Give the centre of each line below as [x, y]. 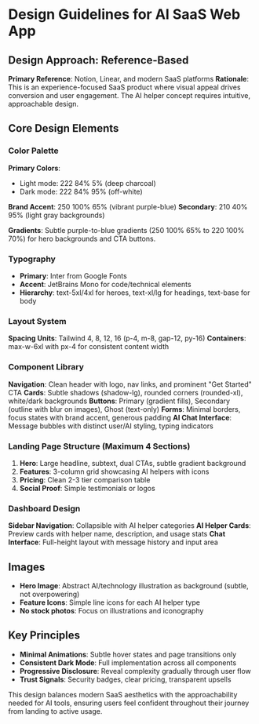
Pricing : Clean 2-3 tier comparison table [85, 479]
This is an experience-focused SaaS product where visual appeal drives [124, 87]
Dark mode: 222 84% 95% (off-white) [81, 191]
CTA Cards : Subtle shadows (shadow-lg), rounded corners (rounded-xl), [126, 392]
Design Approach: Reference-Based [98, 60]
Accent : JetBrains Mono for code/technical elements [105, 284]
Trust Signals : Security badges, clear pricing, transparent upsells [125, 679]
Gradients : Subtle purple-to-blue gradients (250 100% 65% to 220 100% [126, 230]
